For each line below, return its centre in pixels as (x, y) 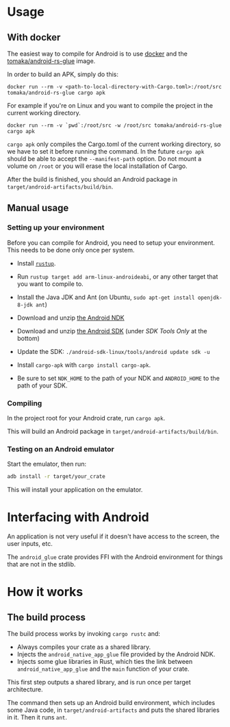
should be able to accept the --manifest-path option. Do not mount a (104, 159)
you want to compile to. (50, 284)
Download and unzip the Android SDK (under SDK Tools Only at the (112, 331)
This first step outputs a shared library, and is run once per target (99, 682)
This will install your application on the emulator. (75, 490)
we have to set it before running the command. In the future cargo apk (106, 151)
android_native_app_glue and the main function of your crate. (103, 669)
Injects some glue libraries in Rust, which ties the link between (105, 662)
